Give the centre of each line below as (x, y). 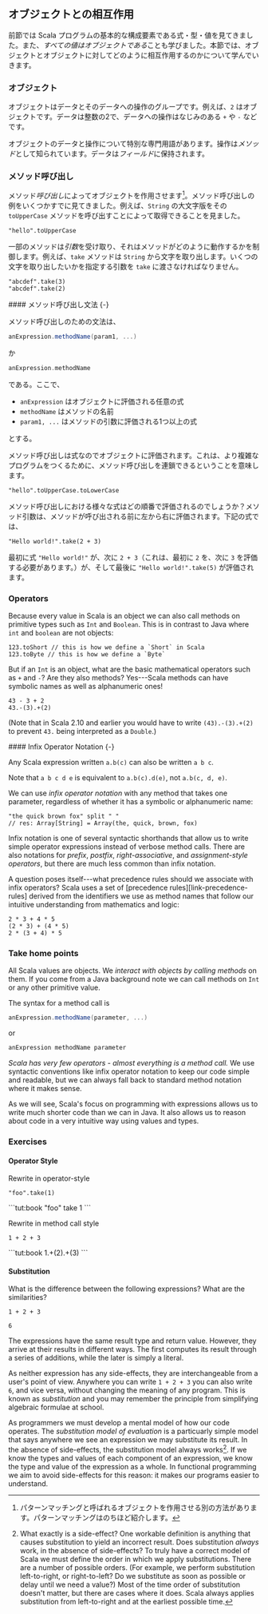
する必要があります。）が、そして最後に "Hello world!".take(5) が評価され (131, 567)
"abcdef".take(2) (37, 289)
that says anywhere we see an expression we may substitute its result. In (128, 1440)
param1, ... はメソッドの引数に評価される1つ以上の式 (108, 421)
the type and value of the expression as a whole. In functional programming (132, 1467)
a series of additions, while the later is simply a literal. (96, 1358)
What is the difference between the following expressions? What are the (127, 1289)
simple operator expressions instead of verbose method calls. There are (127, 847)
